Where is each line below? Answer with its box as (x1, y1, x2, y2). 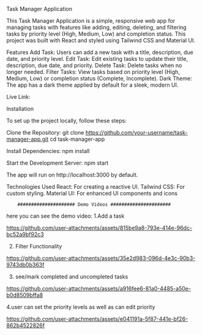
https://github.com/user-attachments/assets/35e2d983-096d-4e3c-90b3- (6, 254, 196, 262)
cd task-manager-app (50, 135, 105, 143)
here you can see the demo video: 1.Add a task (6, 212, 125, 219)
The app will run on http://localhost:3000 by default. (6, 171, 138, 178)
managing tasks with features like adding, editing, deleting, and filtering (6, 24, 187, 31)
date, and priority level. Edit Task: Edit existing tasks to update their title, (6, 55, 189, 62)
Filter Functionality (15, 243, 62, 250)
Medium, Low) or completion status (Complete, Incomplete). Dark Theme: (6, 75, 192, 82)
